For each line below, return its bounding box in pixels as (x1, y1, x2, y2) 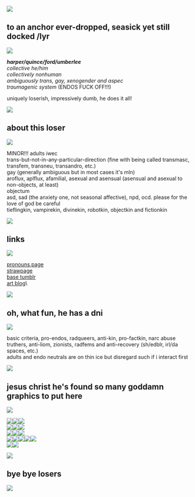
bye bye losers (6, 469, 62, 479)
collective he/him (6, 64, 49, 71)
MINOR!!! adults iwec (6, 149, 58, 156)
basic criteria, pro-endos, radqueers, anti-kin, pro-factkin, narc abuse (6, 335, 176, 342)
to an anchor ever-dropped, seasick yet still (6, 22, 170, 32)
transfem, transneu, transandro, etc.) (6, 162, 96, 169)
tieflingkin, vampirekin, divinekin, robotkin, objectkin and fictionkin (6, 206, 167, 213)
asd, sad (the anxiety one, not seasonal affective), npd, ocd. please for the (6, 194, 187, 201)
